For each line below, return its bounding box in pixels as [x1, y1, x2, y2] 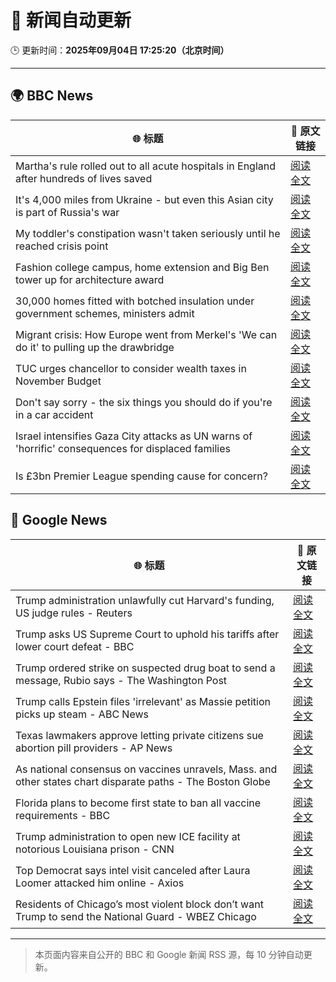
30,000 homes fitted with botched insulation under [15, 294, 255, 308]
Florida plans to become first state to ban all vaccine [15, 796, 262, 810]
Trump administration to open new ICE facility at [15, 829, 241, 843]
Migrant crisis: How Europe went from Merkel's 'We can [15, 327, 278, 341]
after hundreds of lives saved [15, 171, 153, 185]
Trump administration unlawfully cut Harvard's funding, [15, 593, 275, 607]
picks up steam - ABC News [15, 707, 149, 721]
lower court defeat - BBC [15, 639, 135, 653]
